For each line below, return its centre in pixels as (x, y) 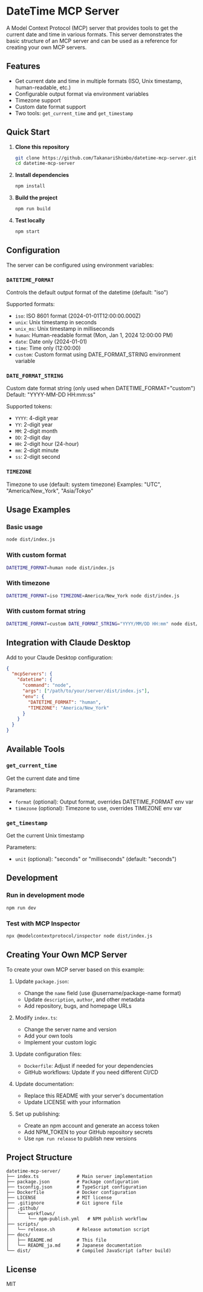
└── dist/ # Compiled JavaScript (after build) (89, 1251)
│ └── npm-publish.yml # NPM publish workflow (77, 1219)
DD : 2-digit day (33, 438)
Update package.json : (42, 981)
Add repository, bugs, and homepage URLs (78, 1006)
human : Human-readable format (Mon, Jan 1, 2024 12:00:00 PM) (94, 335)
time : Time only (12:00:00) (48, 348)
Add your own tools (48, 1036)
